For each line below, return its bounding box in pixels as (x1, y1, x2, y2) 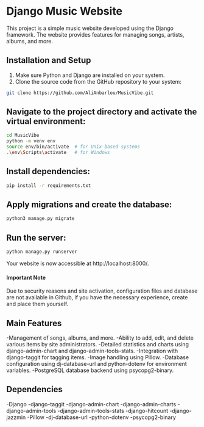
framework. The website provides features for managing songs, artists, (6, 31, 185, 38)
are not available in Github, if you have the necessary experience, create (6, 294, 188, 301)
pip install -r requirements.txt (6, 182, 91, 189)
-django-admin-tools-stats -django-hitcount (57, 407, 169, 414)
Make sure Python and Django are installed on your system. (15, 71, 165, 79)
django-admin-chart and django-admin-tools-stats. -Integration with (6, 347, 178, 355)
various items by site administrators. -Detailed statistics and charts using (6, 341, 189, 348)
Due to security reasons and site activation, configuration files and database (6, 287, 198, 294)
